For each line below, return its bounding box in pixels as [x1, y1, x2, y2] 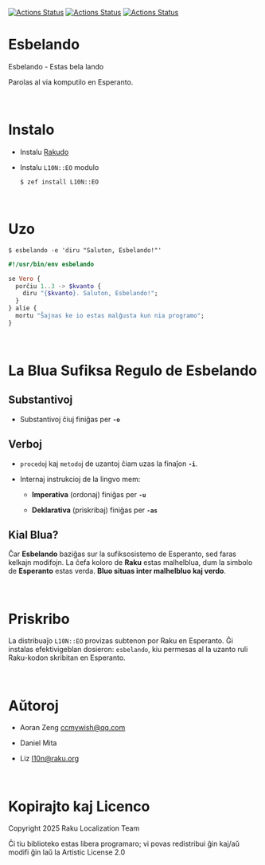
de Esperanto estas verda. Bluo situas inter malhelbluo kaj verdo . [8, 567, 227, 576]
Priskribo [8, 610, 70, 628]
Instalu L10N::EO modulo [19, 162, 99, 172]
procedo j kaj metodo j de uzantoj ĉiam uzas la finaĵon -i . [19, 459, 198, 468]
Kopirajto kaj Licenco [8, 797, 150, 816]
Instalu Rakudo [19, 147, 69, 156]
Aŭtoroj [8, 697, 59, 714]
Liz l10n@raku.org [19, 754, 80, 764]
